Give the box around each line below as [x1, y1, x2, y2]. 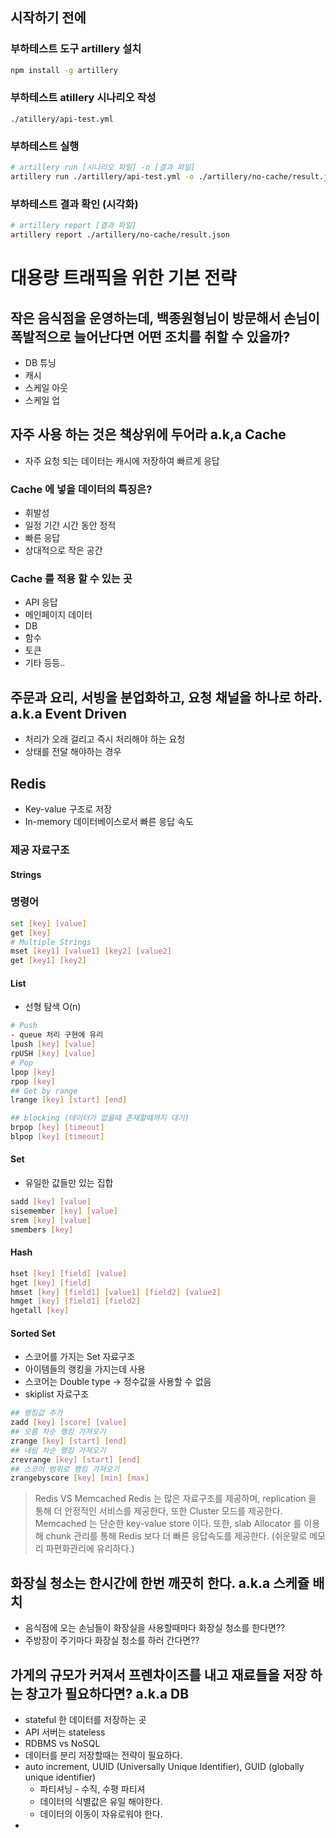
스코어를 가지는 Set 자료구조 [24, 1351, 136, 1363]
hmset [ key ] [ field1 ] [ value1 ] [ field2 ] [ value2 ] [10, 1287, 222, 1297]
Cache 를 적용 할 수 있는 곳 [10, 571, 133, 585]
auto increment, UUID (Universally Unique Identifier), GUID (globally [24, 1760, 305, 1772]
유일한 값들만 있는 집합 [24, 1177, 114, 1189]
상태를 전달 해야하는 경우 [24, 746, 122, 758]
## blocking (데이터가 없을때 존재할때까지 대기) [10, 1113, 190, 1123]
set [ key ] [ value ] [10, 918, 87, 928]
